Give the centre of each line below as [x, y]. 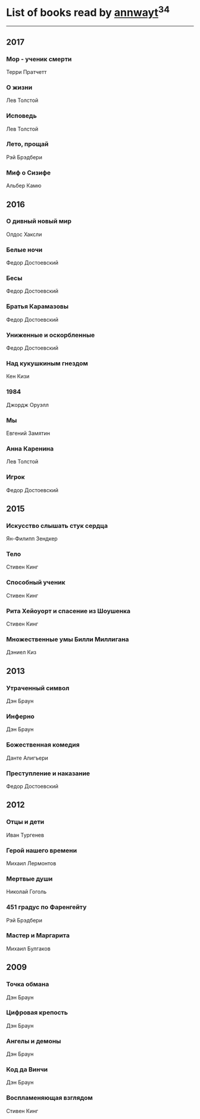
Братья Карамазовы [37, 306]
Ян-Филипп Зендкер [32, 539]
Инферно [20, 716]
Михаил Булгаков [28, 949]
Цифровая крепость [37, 1012]
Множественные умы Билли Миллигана [68, 639]
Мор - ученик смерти [39, 59]
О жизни [19, 87]
